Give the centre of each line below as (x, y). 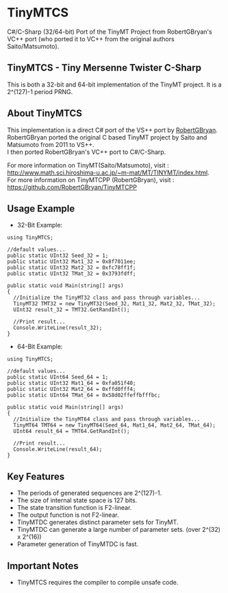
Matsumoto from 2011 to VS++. (51, 144)
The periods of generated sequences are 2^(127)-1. (89, 493)
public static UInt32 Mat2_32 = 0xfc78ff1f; (72, 268)
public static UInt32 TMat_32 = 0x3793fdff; (72, 274)
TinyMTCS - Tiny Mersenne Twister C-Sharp (104, 68)
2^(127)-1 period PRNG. (40, 91)
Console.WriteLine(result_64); (58, 449)
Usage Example (41, 209)
